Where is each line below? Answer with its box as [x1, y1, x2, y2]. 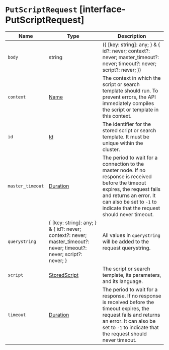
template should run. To [102, 87, 158, 94]
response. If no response [102, 292, 161, 299]
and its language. [102, 278, 143, 285]
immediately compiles [102, 99, 154, 107]
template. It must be [102, 133, 149, 140]
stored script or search [102, 127, 156, 134]
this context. [102, 112, 132, 119]
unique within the [102, 139, 143, 146]
